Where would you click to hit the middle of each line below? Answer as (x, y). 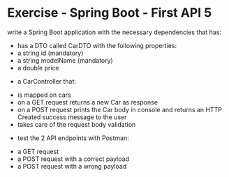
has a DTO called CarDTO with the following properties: (97, 45)
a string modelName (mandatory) (65, 60)
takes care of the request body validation (76, 124)
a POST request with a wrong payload (72, 166)
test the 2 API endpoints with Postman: (73, 138)
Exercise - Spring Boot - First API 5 (110, 13)
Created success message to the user (72, 117)
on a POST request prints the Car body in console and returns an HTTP (119, 109)
